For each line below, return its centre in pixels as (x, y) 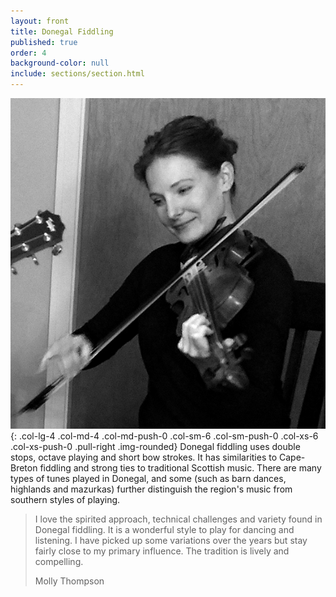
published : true (44, 42)
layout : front (40, 21)
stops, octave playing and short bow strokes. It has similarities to (144, 457)
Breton (24, 468)
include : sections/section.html (77, 74)
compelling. (59, 562)
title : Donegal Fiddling (62, 31)
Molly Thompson (69, 581)
